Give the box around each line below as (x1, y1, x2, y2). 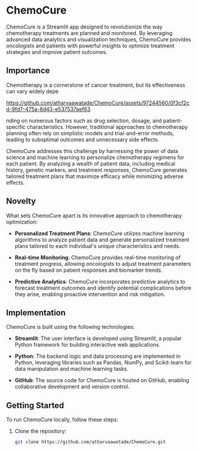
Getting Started (6, 400, 64, 410)
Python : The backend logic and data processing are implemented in (14, 352, 181, 360)
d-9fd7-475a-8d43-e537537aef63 (6, 105, 90, 113)
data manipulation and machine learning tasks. (14, 366, 129, 373)
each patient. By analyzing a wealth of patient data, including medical (6, 160, 176, 167)
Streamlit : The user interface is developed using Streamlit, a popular (14, 335, 182, 342)
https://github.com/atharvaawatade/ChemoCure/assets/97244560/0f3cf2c (6, 99, 190, 106)
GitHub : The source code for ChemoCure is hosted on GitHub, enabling (14, 377, 189, 384)
